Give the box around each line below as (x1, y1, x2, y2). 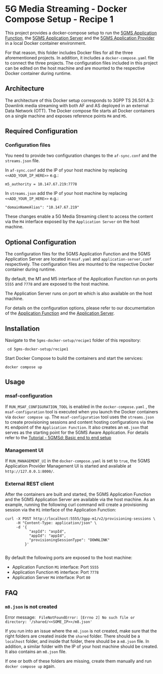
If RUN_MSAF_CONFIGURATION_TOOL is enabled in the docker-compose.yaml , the (5, 403, 155, 410)
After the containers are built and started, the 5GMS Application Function (5, 491, 151, 497)
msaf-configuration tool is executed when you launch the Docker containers (5, 409, 158, 414)
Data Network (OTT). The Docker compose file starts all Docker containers (5, 108, 155, 113)
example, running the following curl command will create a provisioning (5, 502, 148, 507)
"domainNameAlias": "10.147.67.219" (5, 205, 79, 210)
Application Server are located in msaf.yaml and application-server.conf (5, 256, 152, 262)
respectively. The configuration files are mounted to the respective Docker (5, 262, 154, 267)
